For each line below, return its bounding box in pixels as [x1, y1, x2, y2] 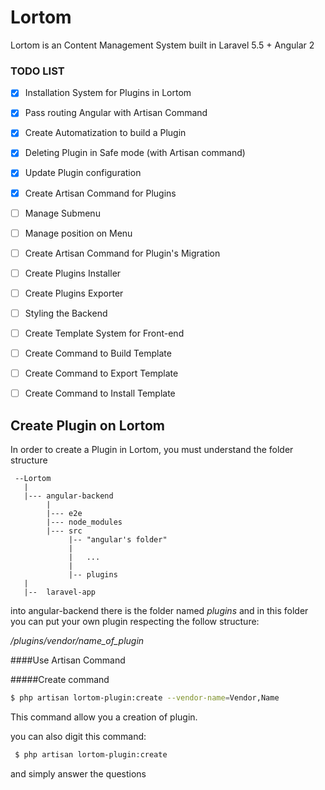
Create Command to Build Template [24, 347, 172, 360]
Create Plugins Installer [24, 267, 122, 279]
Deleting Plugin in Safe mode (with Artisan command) [24, 147, 246, 159]
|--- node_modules [46, 517, 123, 528]
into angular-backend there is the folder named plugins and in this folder [10, 605, 309, 617]
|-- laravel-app [23, 587, 97, 598]
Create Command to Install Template [24, 387, 176, 400]
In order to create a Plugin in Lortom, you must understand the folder [10, 444, 294, 456]
